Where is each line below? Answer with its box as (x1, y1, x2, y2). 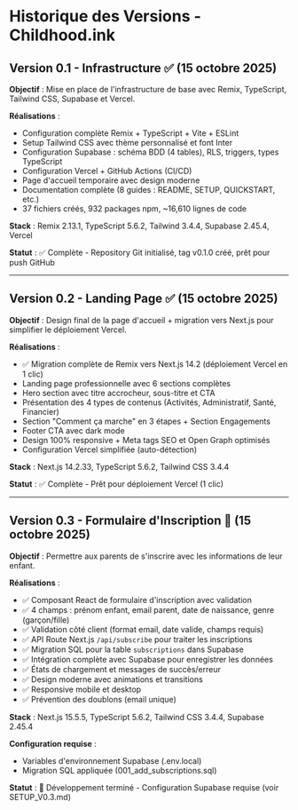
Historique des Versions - (9, 6, 202, 27)
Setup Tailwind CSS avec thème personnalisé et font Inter (21, 138, 233, 147)
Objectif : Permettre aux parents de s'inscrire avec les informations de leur (9, 551, 283, 561)
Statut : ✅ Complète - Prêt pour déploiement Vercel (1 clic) (9, 478, 224, 489)
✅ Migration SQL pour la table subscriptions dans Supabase (21, 644, 244, 655)
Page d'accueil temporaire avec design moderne (21, 175, 200, 186)
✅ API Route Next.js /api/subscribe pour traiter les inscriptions (21, 633, 253, 645)
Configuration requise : (9, 738, 98, 749)
